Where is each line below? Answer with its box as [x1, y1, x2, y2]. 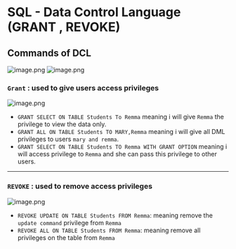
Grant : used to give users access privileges [7, 83, 159, 93]
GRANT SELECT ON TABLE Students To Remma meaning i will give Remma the [17, 113, 225, 121]
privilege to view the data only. [17, 120, 107, 128]
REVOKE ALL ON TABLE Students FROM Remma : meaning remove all [17, 226, 201, 234]
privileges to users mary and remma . [17, 135, 119, 144]
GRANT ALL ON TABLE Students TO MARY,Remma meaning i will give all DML [17, 128, 225, 136]
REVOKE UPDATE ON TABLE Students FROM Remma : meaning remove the [17, 211, 213, 220]
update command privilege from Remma [17, 218, 122, 227]
